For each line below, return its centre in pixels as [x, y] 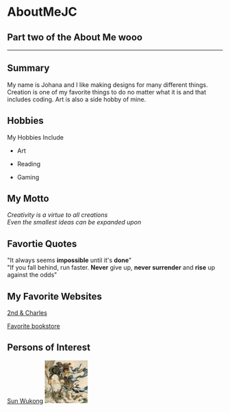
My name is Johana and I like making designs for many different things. [108, 85]
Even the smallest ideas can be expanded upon [74, 222]
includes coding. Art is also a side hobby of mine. [77, 99]
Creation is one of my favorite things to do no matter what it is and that [107, 92]
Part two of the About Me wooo [75, 37]
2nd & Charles [27, 313]
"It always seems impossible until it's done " [69, 260]
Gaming [28, 177]
